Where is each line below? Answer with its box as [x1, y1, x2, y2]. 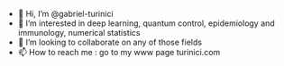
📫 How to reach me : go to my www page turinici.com [17, 47, 221, 57]
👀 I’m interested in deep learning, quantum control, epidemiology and [17, 18, 275, 29]
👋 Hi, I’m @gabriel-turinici [17, 9, 115, 19]
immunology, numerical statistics [17, 28, 141, 37]
